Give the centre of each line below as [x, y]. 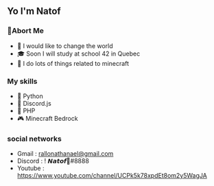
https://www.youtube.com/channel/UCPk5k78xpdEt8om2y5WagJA [112, 176]
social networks [34, 139]
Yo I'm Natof [34, 11]
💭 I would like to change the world [65, 46]
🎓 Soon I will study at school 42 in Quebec [79, 54]
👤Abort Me [26, 31]
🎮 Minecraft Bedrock [47, 118]
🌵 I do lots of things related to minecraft [73, 63]
